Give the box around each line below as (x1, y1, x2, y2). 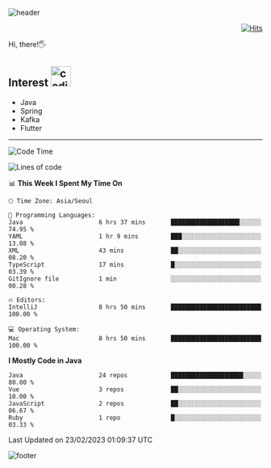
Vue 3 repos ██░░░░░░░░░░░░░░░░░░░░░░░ (8, 385, 262, 394)
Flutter (19, 123, 43, 133)
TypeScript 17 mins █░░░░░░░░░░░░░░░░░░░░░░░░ (8, 260, 262, 268)
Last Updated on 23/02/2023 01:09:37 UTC (8, 435, 153, 445)
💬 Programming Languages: (8, 211, 95, 219)
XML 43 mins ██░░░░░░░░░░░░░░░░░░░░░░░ (8, 247, 262, 255)
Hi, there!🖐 (8, 40, 47, 48)
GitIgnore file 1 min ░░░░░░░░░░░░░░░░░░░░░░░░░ (8, 275, 262, 283)
